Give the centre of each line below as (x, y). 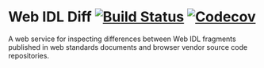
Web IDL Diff (50, 17)
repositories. (29, 55)
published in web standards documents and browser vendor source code (128, 47)
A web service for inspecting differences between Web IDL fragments (122, 39)
